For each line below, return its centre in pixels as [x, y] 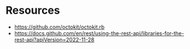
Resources [33, 10]
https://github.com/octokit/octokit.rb [59, 27]
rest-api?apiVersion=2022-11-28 [54, 39]
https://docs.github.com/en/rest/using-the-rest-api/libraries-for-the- [99, 33]
